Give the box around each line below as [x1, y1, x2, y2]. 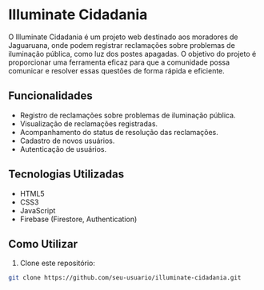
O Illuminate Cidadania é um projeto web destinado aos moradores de [8, 32, 238, 42]
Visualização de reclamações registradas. [19, 118, 158, 129]
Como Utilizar [8, 237, 78, 251]
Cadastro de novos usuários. [19, 136, 115, 145]
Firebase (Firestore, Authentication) [19, 214, 138, 224]
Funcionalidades [8, 89, 94, 103]
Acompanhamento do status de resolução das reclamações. [19, 127, 218, 137]
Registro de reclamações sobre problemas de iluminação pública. [19, 110, 236, 120]
